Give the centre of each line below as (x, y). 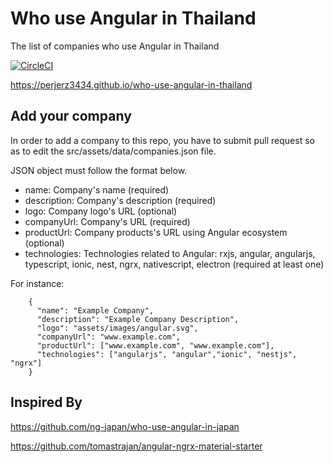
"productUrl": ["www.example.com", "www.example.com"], (155, 345)
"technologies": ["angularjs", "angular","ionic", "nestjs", (167, 354)
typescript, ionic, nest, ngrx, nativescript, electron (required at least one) (174, 264)
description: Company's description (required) (120, 200)
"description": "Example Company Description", (138, 319)
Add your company (71, 116)
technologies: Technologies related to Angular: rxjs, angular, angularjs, (170, 253)
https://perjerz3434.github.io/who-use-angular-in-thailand (131, 84)
